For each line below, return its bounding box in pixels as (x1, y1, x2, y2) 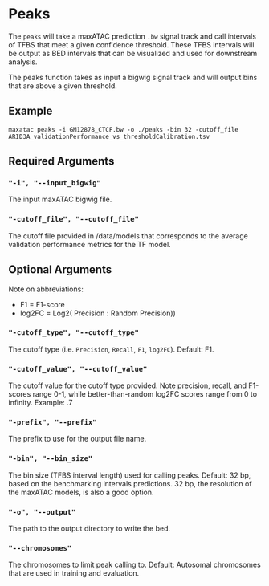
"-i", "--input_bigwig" (8, 178, 102, 188)
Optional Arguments (8, 262, 112, 277)
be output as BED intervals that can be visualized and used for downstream (8, 48, 258, 58)
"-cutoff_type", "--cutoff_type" (8, 328, 139, 337)
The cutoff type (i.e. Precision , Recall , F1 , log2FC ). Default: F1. (8, 344, 214, 354)
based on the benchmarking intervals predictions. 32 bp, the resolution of (8, 478, 252, 488)
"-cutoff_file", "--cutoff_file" (8, 214, 139, 224)
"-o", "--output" (8, 507, 76, 516)
